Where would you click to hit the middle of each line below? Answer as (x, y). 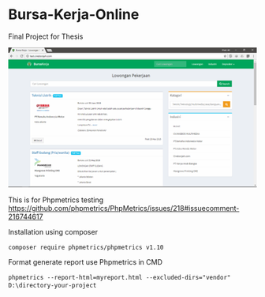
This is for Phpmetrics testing (56, 200)
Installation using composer (53, 231)
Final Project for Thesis (46, 36)
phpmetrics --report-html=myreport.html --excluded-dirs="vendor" (119, 277)
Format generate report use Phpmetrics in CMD (86, 261)
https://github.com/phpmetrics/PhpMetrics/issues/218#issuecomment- (124, 208)
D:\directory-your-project (52, 285)
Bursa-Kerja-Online (74, 15)
